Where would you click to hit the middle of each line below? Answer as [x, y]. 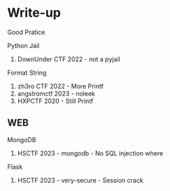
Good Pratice [26, 32]
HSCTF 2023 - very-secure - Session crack [80, 180]
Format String [27, 72]
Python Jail [23, 45]
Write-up [34, 13]
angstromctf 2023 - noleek [56, 93]
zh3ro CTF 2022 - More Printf [60, 86]
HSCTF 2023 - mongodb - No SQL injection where [90, 153]
